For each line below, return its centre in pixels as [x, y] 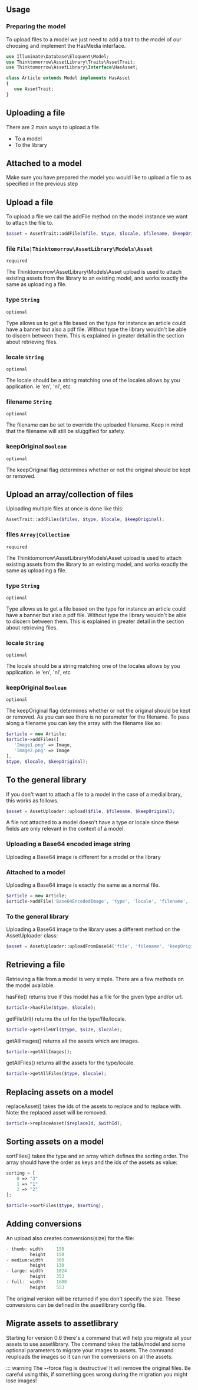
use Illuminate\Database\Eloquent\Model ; [58, 56]
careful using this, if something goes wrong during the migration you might [97, 1374]
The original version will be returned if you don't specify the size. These [93, 1299]
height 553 [47, 1287]
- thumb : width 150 [35, 1249]
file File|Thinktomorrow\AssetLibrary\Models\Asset [80, 249]
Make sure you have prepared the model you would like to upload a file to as [99, 178]
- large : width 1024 [37, 1271]
